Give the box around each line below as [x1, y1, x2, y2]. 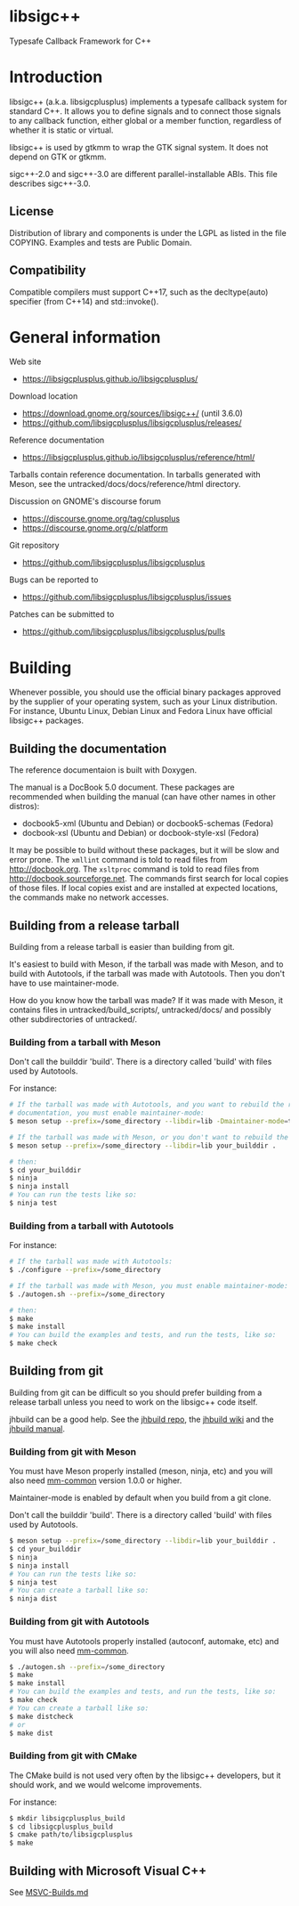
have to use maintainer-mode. [9, 977, 119, 988]
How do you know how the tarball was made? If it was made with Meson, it [9, 995, 283, 1005]
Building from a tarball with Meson [9, 1035, 161, 1048]
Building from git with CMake [9, 1749, 138, 1762]
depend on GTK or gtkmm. [9, 151, 107, 162]
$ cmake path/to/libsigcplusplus [9, 1830, 133, 1839]
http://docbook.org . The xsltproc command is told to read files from [9, 864, 260, 874]
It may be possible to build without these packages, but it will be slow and [9, 845, 280, 856]
